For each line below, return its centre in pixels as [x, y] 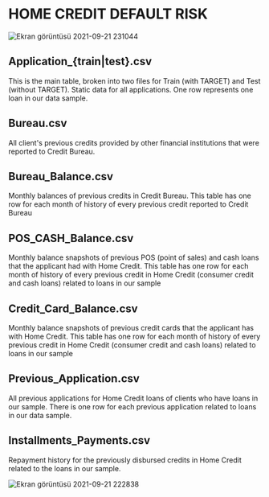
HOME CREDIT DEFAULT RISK [108, 14]
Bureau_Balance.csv [61, 177]
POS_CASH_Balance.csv [71, 238]
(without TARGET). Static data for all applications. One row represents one [131, 89]
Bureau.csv [38, 123]
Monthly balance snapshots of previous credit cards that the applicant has [131, 328]
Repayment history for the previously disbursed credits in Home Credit [125, 460]
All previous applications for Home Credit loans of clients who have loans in [133, 398]
